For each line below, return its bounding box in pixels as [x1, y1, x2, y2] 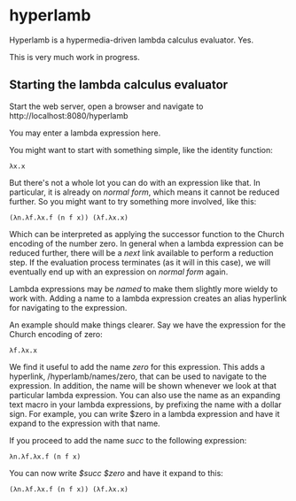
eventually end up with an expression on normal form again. [9, 266, 229, 277]
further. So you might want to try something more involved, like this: [9, 196, 257, 206]
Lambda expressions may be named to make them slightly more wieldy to [9, 283, 278, 294]
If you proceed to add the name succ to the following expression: [9, 435, 247, 445]
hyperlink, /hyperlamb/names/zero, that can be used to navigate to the [9, 371, 268, 382]
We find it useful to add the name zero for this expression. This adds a [9, 361, 266, 372]
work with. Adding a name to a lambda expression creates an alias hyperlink [9, 293, 287, 304]
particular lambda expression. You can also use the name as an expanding [9, 389, 281, 400]
